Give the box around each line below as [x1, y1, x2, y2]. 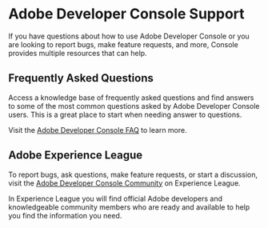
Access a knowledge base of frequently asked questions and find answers [8, 93, 254, 102]
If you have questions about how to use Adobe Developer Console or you [8, 31, 250, 41]
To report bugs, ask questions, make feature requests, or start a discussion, [8, 170, 258, 179]
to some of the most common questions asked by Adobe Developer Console [8, 101, 260, 110]
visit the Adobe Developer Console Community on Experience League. [8, 178, 242, 188]
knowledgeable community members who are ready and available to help [8, 202, 250, 212]
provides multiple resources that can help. [8, 48, 147, 58]
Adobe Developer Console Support [8, 5, 246, 23]
